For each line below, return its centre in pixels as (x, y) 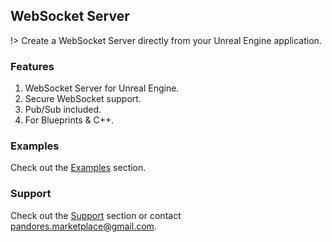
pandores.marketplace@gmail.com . (83, 226)
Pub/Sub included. (63, 110)
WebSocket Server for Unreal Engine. (102, 88)
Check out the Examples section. (78, 168)
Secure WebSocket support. (83, 99)
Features (32, 66)
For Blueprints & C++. (69, 120)
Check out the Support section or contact (96, 215)
